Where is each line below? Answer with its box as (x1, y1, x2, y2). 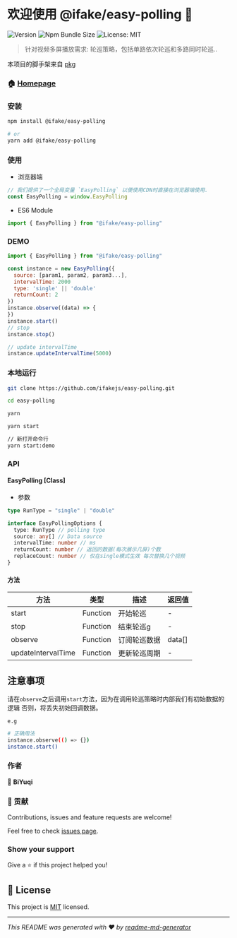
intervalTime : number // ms (13, 540, 97, 547)
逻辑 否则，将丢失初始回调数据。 (7, 703, 102, 712)
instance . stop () (7, 331, 55, 338)
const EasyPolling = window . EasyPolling (7, 193, 128, 200)
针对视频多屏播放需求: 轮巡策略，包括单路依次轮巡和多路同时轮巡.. (24, 44, 217, 53)
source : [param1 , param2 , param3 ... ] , (13, 271, 128, 279)
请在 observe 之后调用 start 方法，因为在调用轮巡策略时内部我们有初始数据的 (7, 694, 224, 703)
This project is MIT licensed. (7, 903, 90, 911)
